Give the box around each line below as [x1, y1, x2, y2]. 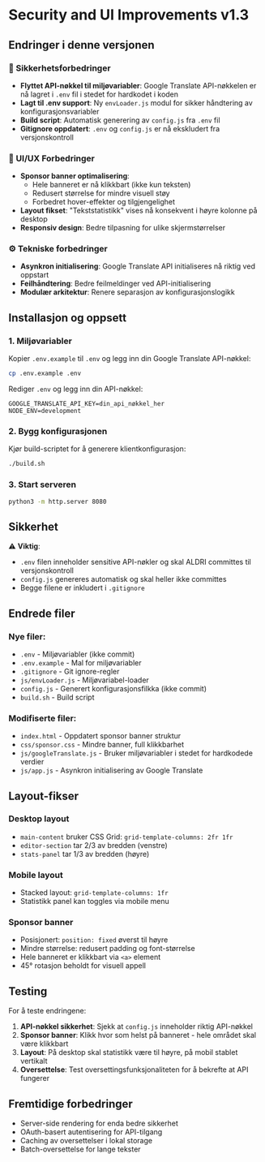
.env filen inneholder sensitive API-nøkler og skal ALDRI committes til [19, 557, 251, 567]
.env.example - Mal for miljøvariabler [19, 657, 142, 667]
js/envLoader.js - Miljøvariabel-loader [19, 675, 150, 685]
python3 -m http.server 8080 [8, 497, 107, 506]
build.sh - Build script [19, 692, 95, 702]
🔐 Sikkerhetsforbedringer [8, 62, 111, 74]
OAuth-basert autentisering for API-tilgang [19, 1127, 163, 1137]
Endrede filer [8, 606, 75, 620]
